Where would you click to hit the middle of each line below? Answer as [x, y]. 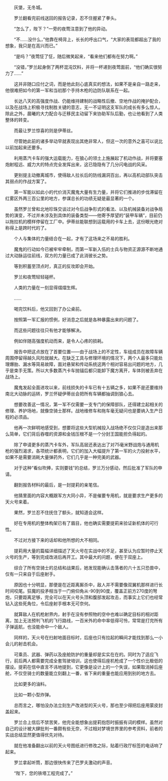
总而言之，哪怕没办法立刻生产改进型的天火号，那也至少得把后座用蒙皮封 [88, 705]
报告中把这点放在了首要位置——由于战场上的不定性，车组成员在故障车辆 [88, 352]
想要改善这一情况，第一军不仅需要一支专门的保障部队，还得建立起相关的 [88, 404]
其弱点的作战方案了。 [27, 181]
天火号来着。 [18, 502]
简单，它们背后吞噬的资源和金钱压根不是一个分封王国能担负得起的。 [79, 434]
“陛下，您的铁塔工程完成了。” [43, 773]
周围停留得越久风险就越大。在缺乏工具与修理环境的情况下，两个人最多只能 [82, 358]
